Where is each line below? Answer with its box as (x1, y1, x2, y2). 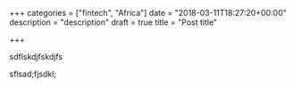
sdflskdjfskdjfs (9, 52, 63, 61)
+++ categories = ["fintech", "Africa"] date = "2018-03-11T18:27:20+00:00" (9, 8, 288, 18)
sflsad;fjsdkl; (9, 68, 56, 79)
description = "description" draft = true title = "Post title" (9, 17, 217, 28)
